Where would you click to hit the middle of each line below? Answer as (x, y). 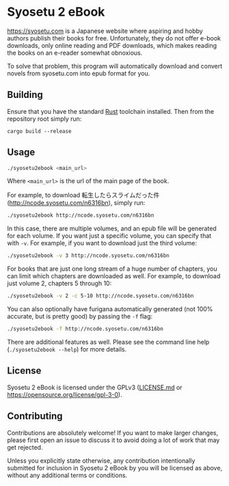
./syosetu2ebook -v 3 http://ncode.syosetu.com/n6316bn (88, 256)
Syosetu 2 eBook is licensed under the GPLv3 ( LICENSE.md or (95, 387)
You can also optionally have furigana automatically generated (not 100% (110, 309)
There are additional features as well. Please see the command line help (108, 342)
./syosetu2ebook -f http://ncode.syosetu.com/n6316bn (85, 329)
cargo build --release (39, 131)
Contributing (35, 416)
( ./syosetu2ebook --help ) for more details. (67, 349)
